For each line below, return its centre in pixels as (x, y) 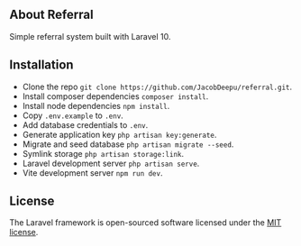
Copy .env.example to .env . (73, 115)
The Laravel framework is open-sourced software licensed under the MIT (146, 223)
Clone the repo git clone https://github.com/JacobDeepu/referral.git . (157, 87)
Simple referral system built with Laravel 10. (90, 36)
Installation (41, 65)
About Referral (51, 15)
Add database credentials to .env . (85, 124)
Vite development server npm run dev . (92, 173)
